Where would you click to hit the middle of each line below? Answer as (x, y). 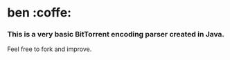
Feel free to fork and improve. (50, 49)
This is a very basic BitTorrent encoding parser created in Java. (116, 34)
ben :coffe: (39, 13)
